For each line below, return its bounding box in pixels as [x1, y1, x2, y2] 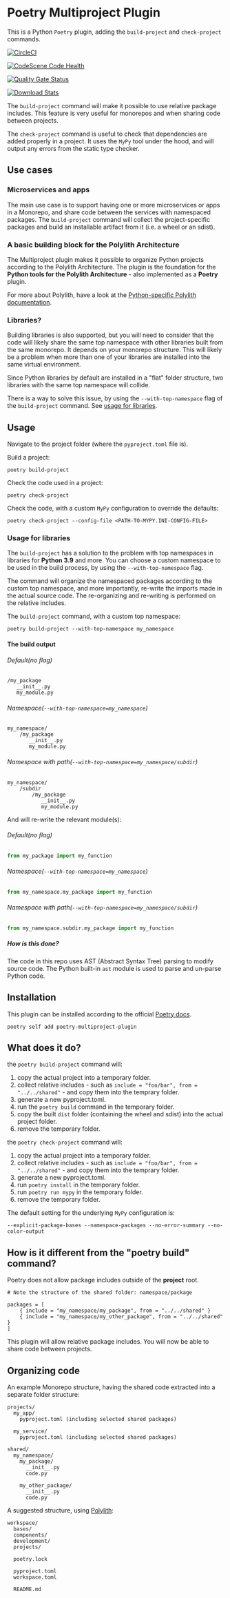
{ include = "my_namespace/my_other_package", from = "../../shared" [19, 1313, 224, 1320]
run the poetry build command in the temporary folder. [17, 1103, 175, 1111]
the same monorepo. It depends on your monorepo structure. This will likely [7, 346, 222, 354]
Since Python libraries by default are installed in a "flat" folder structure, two [7, 373, 224, 382]
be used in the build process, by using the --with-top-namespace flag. [7, 564, 204, 572]
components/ [13, 1531, 48, 1538]
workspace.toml [13, 1573, 57, 1581]
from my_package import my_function [7, 852, 112, 859]
